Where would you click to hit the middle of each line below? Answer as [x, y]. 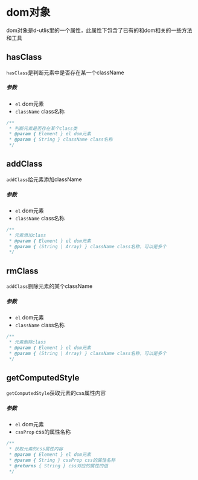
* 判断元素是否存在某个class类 [43, 128]
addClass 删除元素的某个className [49, 286]
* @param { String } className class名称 [61, 139]
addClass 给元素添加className [44, 179]
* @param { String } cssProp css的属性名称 [62, 460]
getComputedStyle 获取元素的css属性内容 [56, 393]
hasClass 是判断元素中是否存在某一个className [65, 72]
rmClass [22, 271]
